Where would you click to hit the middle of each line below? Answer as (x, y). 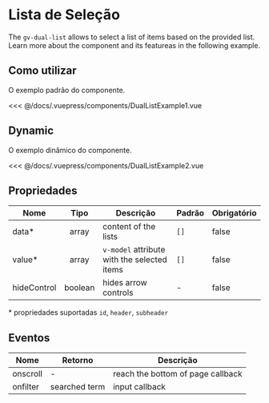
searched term (78, 387)
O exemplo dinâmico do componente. (70, 150)
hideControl (34, 288)
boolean (79, 288)
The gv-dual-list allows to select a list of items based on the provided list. (132, 37)
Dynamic (31, 131)
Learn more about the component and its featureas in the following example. (134, 45)
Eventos (29, 338)
